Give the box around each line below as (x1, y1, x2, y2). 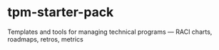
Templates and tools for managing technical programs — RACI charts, (7, 27, 213, 36)
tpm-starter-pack (7, 4, 114, 20)
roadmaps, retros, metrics (7, 35, 83, 43)
